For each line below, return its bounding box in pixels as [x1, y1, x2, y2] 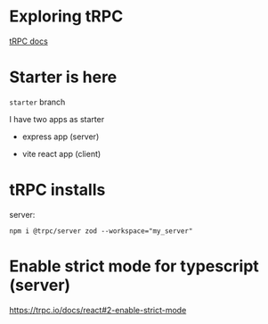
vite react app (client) [21, 148, 102, 159]
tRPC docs [9, 36, 49, 46]
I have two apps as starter [9, 113, 105, 124]
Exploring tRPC [9, 6, 124, 27]
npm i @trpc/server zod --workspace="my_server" [9, 226, 193, 236]
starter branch [9, 96, 66, 107]
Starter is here [9, 67, 118, 87]
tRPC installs [9, 180, 106, 200]
